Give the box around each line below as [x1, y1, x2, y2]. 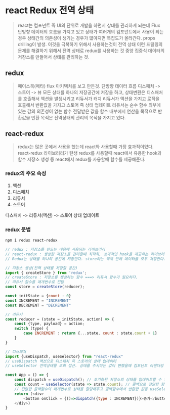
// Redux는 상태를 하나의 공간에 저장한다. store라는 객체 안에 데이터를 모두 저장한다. [5, 256, 166, 261]
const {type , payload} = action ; [14, 321, 85, 327]
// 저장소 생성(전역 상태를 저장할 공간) [5, 265, 78, 270]
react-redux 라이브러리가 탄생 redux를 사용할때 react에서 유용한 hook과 [17, 150, 162, 156]
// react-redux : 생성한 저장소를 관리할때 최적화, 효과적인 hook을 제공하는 [5, 251, 149, 257]
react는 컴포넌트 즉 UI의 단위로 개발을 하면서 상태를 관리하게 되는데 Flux [17, 22, 160, 28]
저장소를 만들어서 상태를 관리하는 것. [17, 54, 90, 60]
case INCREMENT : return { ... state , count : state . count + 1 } [23, 331, 157, 336]
